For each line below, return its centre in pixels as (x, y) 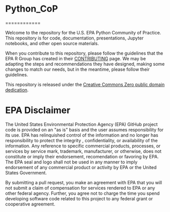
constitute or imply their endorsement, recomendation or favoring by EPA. (82, 156)
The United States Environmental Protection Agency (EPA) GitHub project (81, 124)
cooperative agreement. (30, 204)
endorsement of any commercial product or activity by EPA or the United (81, 167)
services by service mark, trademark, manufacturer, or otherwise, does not (83, 151)
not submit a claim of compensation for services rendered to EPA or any (80, 188)
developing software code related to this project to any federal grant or (79, 198)
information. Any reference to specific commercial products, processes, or (83, 146)
